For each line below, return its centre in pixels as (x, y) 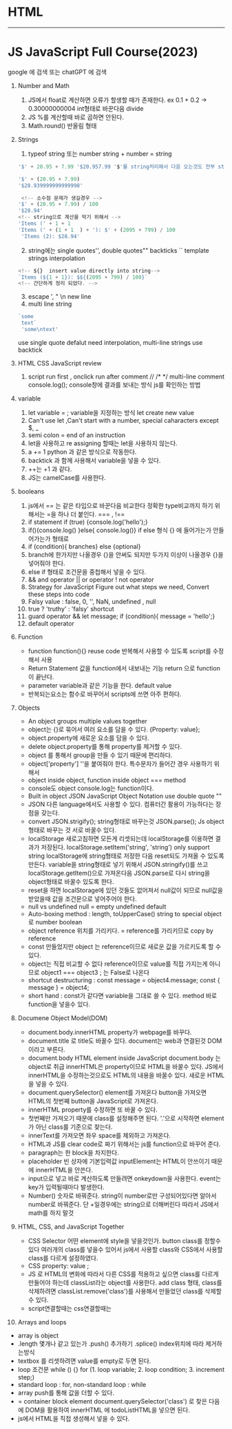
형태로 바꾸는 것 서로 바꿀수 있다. (72, 829)
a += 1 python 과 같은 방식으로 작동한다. (82, 452)
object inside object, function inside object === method (107, 780)
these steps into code (59, 594)
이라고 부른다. (46, 1049)
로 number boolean (55, 922)
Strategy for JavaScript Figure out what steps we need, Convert (118, 586)
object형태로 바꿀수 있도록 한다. (71, 881)
